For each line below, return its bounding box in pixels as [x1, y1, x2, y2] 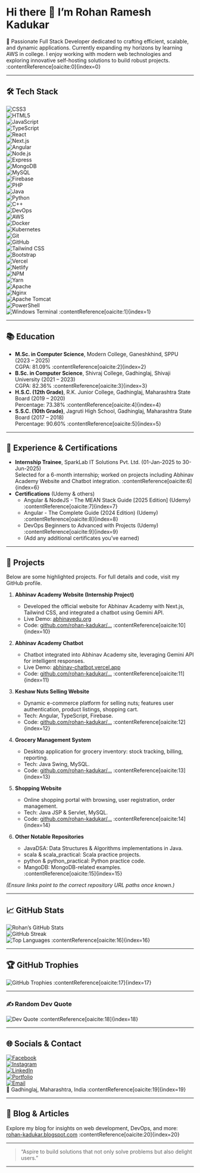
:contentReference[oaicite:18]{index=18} [39, 1016, 139, 1023]
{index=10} [23, 628, 51, 635]
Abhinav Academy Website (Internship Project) [14, 591, 135, 598]
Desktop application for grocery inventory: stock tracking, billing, [23, 748, 183, 755]
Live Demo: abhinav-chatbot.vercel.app [23, 664, 121, 671]
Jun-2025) [14, 465, 42, 472]
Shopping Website [14, 785, 62, 792]
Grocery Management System [14, 736, 91, 743]
